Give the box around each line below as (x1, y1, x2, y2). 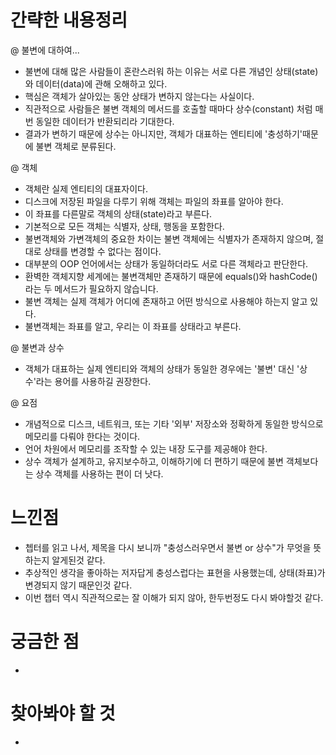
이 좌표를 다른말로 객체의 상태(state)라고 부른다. (24, 207, 213, 220)
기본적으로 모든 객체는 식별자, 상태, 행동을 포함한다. (24, 220, 225, 232)
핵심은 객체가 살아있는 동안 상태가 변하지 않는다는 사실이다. (24, 90, 255, 102)
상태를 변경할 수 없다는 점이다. (43, 245, 162, 257)
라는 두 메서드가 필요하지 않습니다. (24, 282, 159, 295)
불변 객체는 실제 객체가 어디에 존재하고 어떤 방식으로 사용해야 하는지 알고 (24, 295, 308, 307)
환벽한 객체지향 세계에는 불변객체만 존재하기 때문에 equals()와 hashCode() (24, 270, 318, 282)
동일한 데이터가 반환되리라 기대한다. (35, 115, 175, 127)
